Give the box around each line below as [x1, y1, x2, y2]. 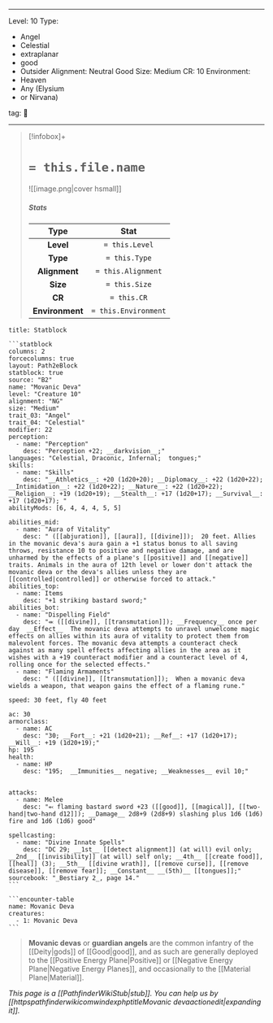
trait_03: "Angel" [8, 411, 71, 420]
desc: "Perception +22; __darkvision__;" [23, 446, 165, 455]
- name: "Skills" [15, 468, 75, 477]
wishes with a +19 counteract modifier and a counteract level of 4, [8, 653, 249, 661]
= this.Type [105, 253, 152, 263]
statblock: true [8, 368, 63, 377]
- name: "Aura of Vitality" [15, 525, 111, 533]
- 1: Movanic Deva [15, 916, 79, 925]
